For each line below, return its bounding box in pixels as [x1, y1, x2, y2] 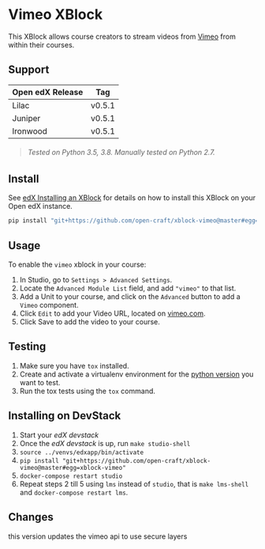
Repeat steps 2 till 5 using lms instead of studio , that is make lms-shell [19, 479, 249, 488]
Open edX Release [12, 86, 84, 97]
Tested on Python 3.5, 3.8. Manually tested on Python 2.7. [27, 148, 215, 157]
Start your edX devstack [19, 430, 99, 440]
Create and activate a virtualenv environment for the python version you [19, 369, 254, 379]
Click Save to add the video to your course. [19, 317, 160, 327]
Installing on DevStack [8, 409, 121, 422]
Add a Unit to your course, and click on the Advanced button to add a [19, 292, 241, 301]
